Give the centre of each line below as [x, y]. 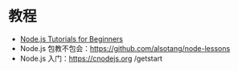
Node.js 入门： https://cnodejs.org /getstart [91, 58]
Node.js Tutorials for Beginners [71, 39]
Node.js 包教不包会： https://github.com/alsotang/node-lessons [125, 48]
